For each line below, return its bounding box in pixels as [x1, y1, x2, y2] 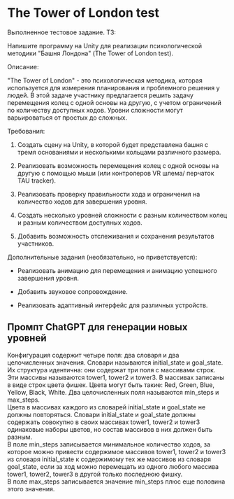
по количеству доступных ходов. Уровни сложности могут [7, 106, 184, 114]
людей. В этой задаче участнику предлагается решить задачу [7, 91, 194, 99]
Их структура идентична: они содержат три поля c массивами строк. [7, 365, 216, 374]
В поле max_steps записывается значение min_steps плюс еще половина [7, 477, 226, 486]
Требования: [7, 127, 45, 135]
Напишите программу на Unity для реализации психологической [7, 41, 203, 50]
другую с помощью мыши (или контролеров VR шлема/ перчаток [17, 169, 214, 177]
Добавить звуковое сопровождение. [17, 287, 128, 295]
